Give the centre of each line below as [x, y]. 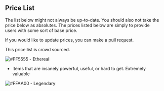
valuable [21, 74]
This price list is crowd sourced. [38, 49]
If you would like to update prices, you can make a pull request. [70, 40]
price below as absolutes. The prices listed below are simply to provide [77, 25]
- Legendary [43, 83]
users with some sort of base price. [41, 30]
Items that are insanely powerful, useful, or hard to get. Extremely [79, 68]
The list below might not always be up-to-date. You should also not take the [82, 20]
